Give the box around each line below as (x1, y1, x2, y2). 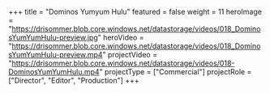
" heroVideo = (97, 32, 144, 42)
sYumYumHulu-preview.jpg (8, 32, 99, 42)
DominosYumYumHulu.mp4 (8, 67, 100, 76)
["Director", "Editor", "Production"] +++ (8, 76, 139, 85)
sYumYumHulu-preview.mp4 (8, 50, 103, 59)
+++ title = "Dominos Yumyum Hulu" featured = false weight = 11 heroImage (8, 7, 262, 16)
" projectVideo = (102, 50, 158, 59)
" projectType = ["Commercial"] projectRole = (99, 67, 252, 76)
